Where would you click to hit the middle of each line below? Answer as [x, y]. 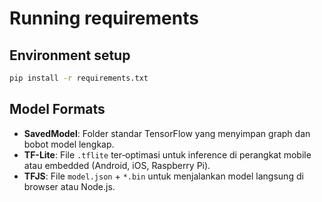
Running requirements [104, 18]
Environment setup [70, 55]
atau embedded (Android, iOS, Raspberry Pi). [117, 165]
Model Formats [57, 109]
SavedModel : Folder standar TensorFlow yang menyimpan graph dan [167, 133]
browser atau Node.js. [69, 186]
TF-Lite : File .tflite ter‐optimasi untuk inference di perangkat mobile [167, 154]
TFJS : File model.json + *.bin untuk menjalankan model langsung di [163, 176]
